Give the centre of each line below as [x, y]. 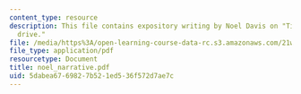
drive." [32, 34]
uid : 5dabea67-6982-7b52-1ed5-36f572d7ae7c [92, 76]
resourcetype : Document [54, 59]
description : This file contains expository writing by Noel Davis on [144, 26]
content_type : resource [54, 17]
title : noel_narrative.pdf [60, 68]
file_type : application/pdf [62, 51]
